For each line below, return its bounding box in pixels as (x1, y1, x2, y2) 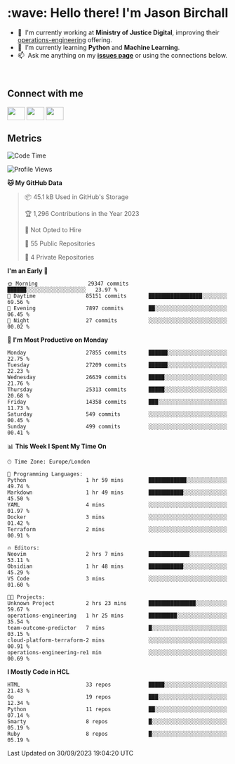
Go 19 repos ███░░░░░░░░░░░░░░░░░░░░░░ (7, 693, 228, 701)
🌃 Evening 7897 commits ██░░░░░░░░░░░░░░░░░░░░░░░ (7, 305, 228, 312)
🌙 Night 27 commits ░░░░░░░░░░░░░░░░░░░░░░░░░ (7, 317, 228, 324)
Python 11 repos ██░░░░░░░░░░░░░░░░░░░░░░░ (7, 706, 228, 713)
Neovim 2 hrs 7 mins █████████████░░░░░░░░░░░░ (7, 550, 228, 557)
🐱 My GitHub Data (7, 178, 63, 187)
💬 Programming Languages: (7, 470, 83, 478)
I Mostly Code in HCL (7, 667, 70, 676)
